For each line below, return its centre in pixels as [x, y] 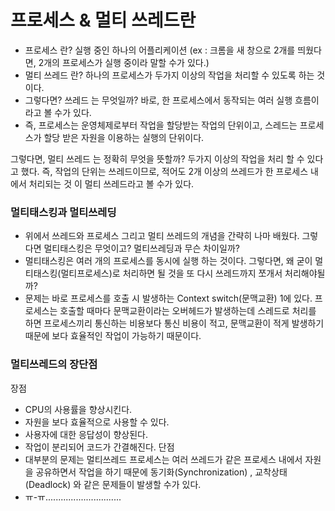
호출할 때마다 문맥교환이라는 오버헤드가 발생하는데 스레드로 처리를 [188, 311]
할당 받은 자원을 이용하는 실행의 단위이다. [124, 137]
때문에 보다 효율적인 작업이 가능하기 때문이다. [113, 336]
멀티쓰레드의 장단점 [54, 364]
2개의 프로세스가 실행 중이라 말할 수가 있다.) [124, 62]
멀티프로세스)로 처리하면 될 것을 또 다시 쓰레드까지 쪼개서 [171, 273]
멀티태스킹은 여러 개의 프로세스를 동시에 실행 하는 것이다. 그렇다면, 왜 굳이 [168, 261]
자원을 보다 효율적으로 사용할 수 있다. [97, 422]
